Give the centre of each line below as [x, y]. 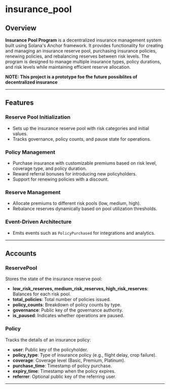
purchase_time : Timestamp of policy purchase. [62, 366]
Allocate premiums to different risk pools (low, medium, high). [77, 203]
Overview [21, 28]
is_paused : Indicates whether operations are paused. [68, 316]
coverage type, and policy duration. [50, 168]
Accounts [21, 253]
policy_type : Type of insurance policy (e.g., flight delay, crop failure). [84, 355]
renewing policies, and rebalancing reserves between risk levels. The [77, 56]
